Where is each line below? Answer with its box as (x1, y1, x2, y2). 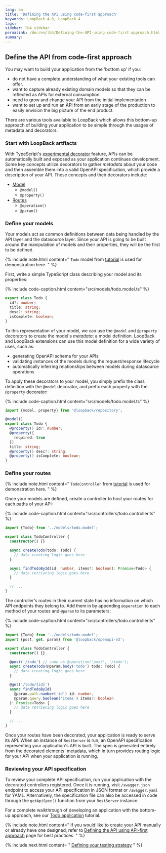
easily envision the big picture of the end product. (12, 107, 114, 113)
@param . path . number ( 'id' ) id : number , (14, 691, 94, 696)
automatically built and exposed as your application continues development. (5, 156, 160, 162)
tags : (5, 21, 16, 26)
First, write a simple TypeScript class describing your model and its (5, 271, 142, 277)
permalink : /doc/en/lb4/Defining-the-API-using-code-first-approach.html (5, 30, 161, 35)
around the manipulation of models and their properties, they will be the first (5, 242, 160, 247)
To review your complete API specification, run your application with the (5, 776, 152, 783)
